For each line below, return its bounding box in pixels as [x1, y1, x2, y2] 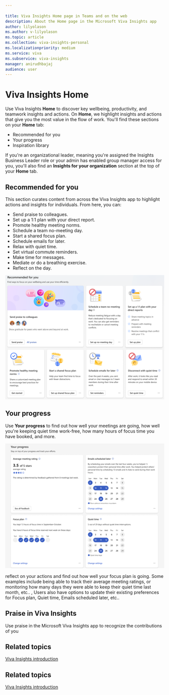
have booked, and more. [5, 433, 56, 439]
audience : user [5, 67, 37, 72]
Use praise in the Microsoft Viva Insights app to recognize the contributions [5, 622, 162, 628]
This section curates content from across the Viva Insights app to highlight [5, 196, 160, 202]
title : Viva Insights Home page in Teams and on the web [5, 13, 128, 19]
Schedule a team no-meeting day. [12, 228, 83, 233]
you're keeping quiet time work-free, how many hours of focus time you [5, 428, 155, 434]
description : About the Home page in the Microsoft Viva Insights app [5, 19, 157, 24]
